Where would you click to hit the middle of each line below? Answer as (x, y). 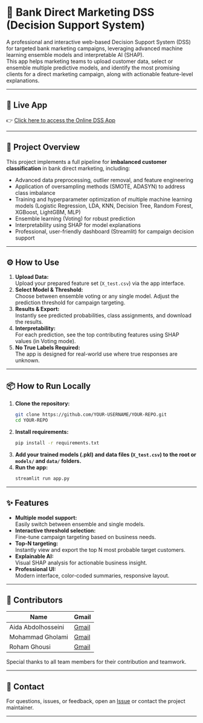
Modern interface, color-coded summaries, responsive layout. (92, 575)
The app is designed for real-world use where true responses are (96, 354)
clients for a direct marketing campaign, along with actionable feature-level (100, 74)
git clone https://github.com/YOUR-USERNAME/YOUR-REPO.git (91, 415)
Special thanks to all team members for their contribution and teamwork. (96, 662)
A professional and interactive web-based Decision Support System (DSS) (99, 42)
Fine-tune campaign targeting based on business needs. (85, 537)
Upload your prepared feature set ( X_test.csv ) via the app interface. (100, 283)
